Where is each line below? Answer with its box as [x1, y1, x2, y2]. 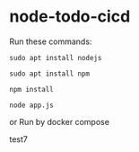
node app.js [9, 101, 54, 110]
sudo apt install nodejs [9, 53, 102, 62]
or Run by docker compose [9, 116, 110, 127]
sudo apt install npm [9, 69, 91, 78]
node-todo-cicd [9, 6, 131, 27]
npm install [9, 85, 54, 94]
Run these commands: [9, 36, 92, 47]
